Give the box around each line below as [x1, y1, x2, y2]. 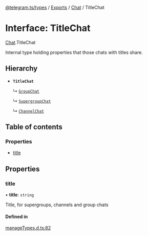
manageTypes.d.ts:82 [5, 225, 51, 231]
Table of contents [5, 123, 62, 132]
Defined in [5, 213, 28, 220]
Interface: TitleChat [5, 23, 91, 34]
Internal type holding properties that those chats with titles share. [5, 49, 143, 56]
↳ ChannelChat [12, 107, 45, 114]
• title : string [5, 192, 34, 198]
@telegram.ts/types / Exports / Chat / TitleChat [5, 5, 105, 10]
